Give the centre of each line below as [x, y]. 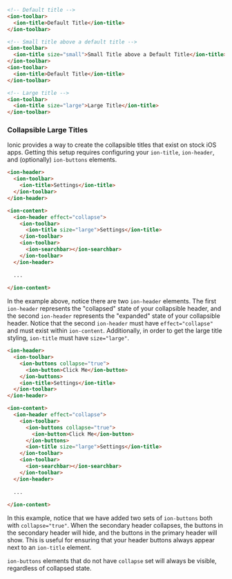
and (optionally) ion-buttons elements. [62, 160]
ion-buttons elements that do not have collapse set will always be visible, [112, 561]
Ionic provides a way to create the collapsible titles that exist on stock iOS [112, 145]
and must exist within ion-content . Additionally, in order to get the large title [115, 331]
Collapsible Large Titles [48, 130]
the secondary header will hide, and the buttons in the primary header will [112, 533]
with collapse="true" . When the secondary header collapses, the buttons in [115, 526]
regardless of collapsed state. [49, 569]
